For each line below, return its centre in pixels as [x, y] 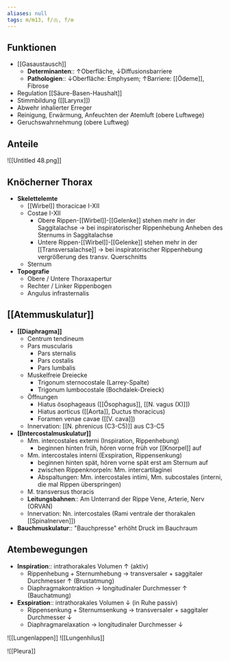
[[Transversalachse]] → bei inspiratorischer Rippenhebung [120, 249]
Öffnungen [42, 397]
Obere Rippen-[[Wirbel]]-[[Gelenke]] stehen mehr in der [117, 220]
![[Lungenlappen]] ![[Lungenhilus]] [56, 638]
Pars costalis [55, 360]
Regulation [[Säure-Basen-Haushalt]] [69, 93]
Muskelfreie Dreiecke [57, 375]
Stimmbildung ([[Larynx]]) [53, 101]
